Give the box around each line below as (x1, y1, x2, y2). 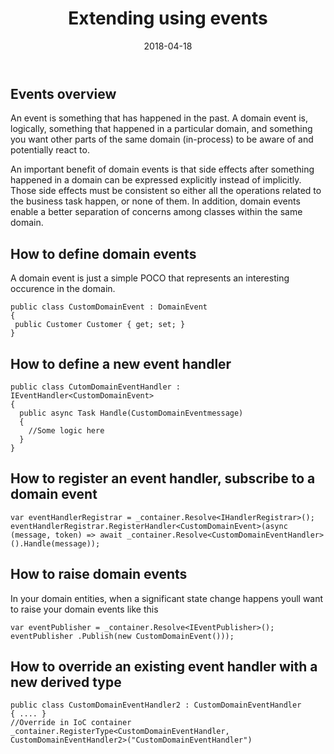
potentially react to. (10, 144, 90, 156)
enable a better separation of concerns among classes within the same (10, 206, 303, 218)
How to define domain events (10, 245, 197, 262)
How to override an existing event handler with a (10, 658, 318, 675)
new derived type (10, 674, 122, 691)
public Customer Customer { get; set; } (14, 320, 186, 330)
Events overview (10, 85, 117, 102)
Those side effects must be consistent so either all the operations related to (10, 185, 322, 197)
